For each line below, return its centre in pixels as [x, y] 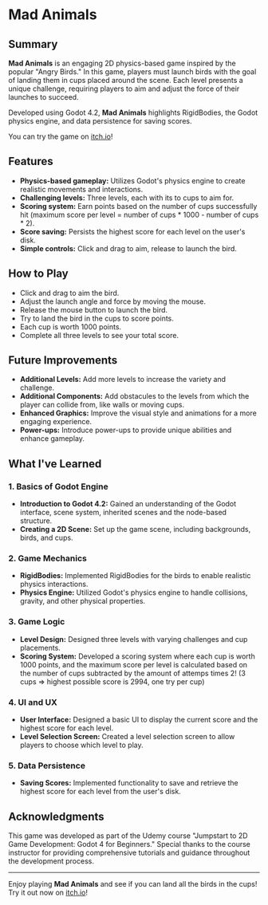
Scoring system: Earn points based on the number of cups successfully [138, 206]
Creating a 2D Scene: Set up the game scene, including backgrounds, [135, 529]
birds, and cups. [46, 538]
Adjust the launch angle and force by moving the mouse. [112, 301]
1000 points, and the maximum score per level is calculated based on [134, 664]
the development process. [51, 861]
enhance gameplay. [52, 439]
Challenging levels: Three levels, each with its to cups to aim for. [127, 198]
